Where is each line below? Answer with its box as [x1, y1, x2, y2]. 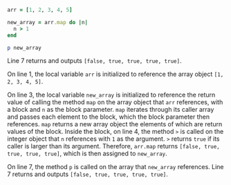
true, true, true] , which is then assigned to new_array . [7, 149, 167, 158]
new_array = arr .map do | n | [7, 19, 89, 26]
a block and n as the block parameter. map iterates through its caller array [7, 106, 214, 114]
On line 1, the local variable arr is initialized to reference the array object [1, [7, 70, 224, 79]
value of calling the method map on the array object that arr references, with [7, 98, 223, 106]
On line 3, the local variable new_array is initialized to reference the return [7, 90, 216, 99]
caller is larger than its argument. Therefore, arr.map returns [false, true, [7, 142, 220, 150]
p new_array [7, 44, 41, 51]
